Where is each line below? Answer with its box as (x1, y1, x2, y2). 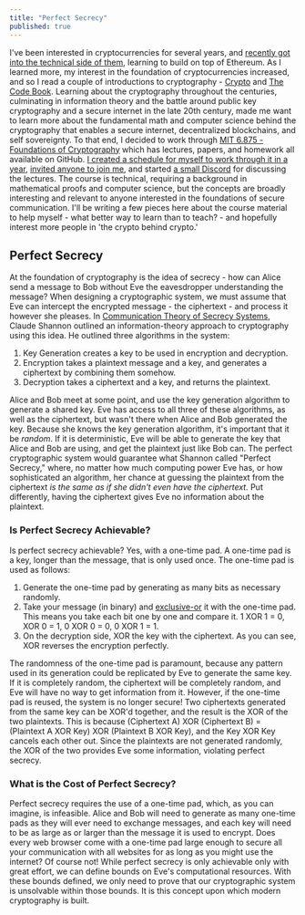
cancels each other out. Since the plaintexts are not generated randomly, (9, 735, 283, 746)
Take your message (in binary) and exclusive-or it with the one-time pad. (22, 601, 296, 612)
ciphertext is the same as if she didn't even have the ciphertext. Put (9, 482, 264, 493)
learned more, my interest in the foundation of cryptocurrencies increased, (9, 66, 290, 78)
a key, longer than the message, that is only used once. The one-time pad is (9, 554, 294, 566)
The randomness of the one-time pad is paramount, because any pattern (9, 658, 284, 669)
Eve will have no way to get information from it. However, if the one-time (9, 686, 280, 698)
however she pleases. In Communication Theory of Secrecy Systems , (9, 311, 271, 322)
